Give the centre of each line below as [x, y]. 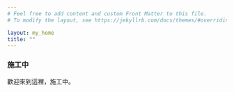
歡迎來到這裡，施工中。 [41, 82]
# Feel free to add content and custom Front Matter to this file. [107, 14]
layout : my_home [31, 33]
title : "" [22, 39]
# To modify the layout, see [49, 20]
